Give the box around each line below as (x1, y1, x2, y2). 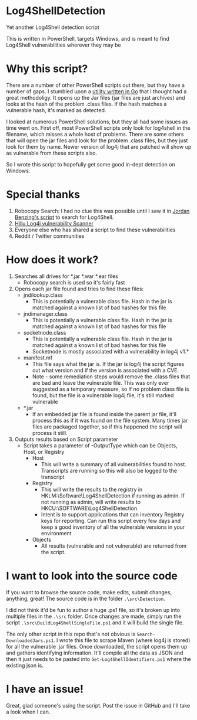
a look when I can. (6, 708, 51, 715)
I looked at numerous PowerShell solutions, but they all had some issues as (6, 118, 188, 125)
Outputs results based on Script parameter (14, 436, 119, 443)
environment (41, 529, 72, 536)
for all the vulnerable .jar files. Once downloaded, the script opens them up (6, 643, 188, 650)
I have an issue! (6, 682, 84, 696)
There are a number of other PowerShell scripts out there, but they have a (6, 81, 185, 89)
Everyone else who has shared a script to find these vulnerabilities (14, 226, 176, 233)
